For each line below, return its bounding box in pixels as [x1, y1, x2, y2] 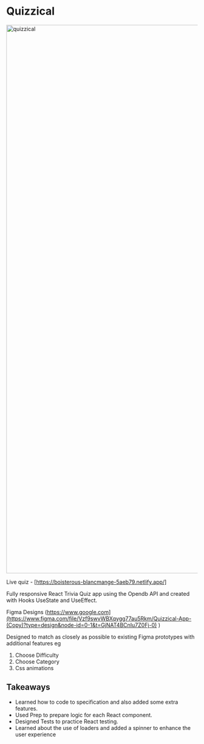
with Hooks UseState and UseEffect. [6, 596, 98, 604]
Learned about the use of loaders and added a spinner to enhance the [15, 724, 191, 731]
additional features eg [6, 639, 61, 647]
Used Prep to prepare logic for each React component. [15, 711, 153, 718]
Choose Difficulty [15, 651, 59, 659]
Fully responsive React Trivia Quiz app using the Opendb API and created [6, 590, 190, 597]
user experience [15, 731, 56, 738]
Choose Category [15, 657, 59, 665]
